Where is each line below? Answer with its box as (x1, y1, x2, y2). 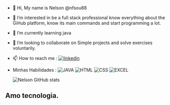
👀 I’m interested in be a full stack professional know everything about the (12, 15, 165, 20)
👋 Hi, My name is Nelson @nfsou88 (12, 5, 87, 11)
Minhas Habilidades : (12, 67, 57, 73)
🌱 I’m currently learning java (12, 30, 72, 36)
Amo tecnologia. (5, 91, 59, 100)
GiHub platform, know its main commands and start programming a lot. (12, 20, 161, 26)
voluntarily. (12, 45, 36, 51)
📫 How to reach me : (12, 55, 57, 61)
